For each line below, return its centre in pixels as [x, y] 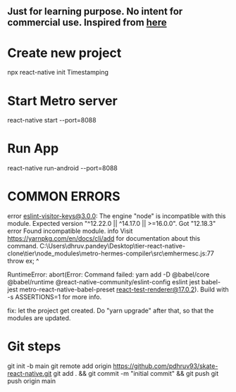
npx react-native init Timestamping [58, 72]
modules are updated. [39, 318]
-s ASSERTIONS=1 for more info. [55, 297]
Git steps [34, 347]
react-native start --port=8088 [52, 120]
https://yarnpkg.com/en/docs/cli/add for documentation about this [104, 239]
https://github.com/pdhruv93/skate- [165, 366]
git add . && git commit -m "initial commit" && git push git [136, 374]
